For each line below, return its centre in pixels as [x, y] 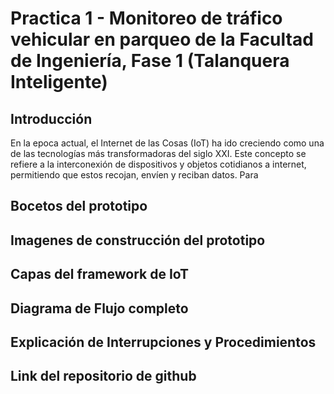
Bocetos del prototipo [79, 206]
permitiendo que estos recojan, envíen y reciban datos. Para [134, 175]
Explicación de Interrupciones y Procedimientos [163, 342]
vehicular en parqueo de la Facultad [162, 39]
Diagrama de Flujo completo [99, 308]
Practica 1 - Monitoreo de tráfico [146, 18]
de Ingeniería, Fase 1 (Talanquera [150, 61]
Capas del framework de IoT [100, 274]
